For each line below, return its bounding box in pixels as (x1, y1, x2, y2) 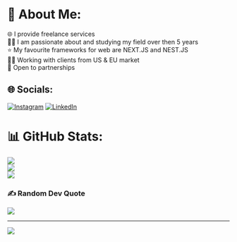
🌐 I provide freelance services (7, 30, 95, 38)
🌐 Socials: (7, 84, 54, 96)
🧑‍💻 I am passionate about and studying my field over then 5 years (7, 37, 199, 46)
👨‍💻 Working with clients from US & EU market (7, 56, 140, 64)
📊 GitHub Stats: (7, 128, 104, 144)
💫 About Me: (7, 6, 82, 23)
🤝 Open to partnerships (7, 63, 75, 71)
